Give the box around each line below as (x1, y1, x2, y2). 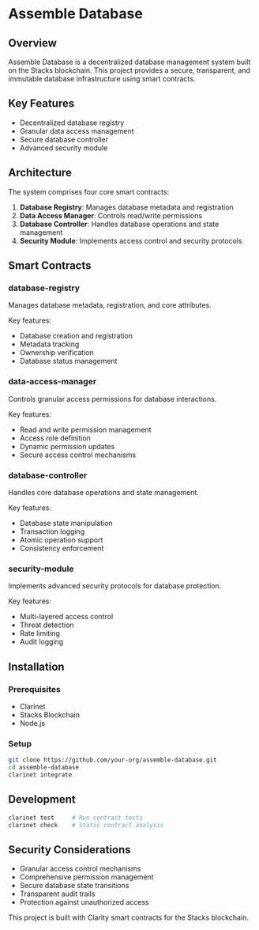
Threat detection (19, 620, 74, 629)
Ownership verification (19, 348, 94, 357)
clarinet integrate (8, 770, 73, 779)
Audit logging (19, 637, 64, 647)
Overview (8, 36, 58, 50)
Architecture (8, 166, 73, 180)
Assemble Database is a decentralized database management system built (8, 57, 251, 66)
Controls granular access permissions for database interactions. (8, 394, 217, 403)
